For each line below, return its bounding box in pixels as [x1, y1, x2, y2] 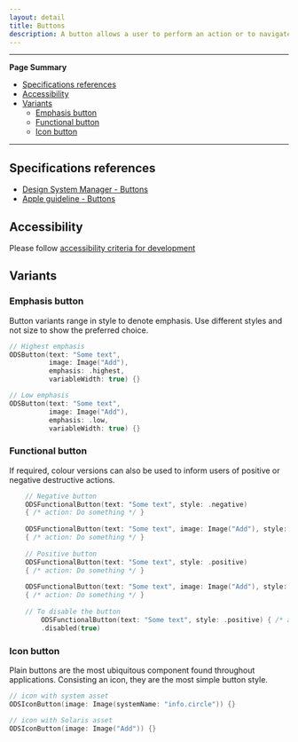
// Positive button [25, 549, 98, 558]
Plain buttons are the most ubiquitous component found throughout [9, 665, 255, 675]
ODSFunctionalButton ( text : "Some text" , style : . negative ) [25, 500, 248, 509]
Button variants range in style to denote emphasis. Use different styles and [9, 315, 282, 326]
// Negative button [25, 492, 98, 501]
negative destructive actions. [9, 474, 115, 485]
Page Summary [9, 62, 67, 73]
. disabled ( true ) [41, 623, 101, 633]
